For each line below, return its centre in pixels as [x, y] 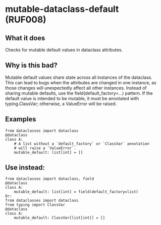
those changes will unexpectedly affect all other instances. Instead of [76, 88]
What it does [25, 38]
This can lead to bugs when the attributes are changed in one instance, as [81, 82]
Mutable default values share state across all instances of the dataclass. [79, 77]
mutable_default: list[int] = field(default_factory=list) [76, 192]
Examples [21, 119]
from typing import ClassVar [35, 205]
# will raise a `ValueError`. [45, 148]
